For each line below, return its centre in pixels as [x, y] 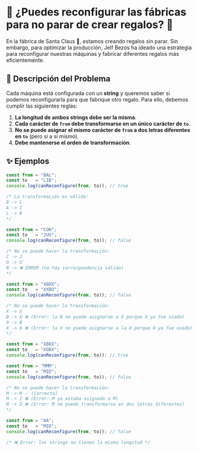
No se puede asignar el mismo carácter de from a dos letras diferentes [103, 130]
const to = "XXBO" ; [33, 290]
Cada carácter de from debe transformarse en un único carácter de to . [103, 124]
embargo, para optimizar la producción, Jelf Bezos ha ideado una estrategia [99, 48]
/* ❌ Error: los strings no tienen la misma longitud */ [78, 442]
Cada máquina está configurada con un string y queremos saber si [88, 93]
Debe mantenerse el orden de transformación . [73, 143]
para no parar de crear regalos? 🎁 [90, 25]
